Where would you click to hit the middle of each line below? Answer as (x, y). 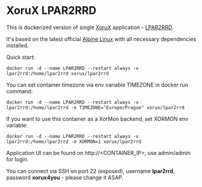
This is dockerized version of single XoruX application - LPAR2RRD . (90, 27)
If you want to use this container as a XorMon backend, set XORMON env (97, 119)
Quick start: (21, 57)
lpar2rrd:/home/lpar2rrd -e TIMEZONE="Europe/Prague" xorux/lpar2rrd (96, 107)
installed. (17, 45)
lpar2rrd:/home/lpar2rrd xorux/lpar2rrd (58, 73)
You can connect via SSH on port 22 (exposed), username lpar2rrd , (90, 171)
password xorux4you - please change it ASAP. (65, 177)
